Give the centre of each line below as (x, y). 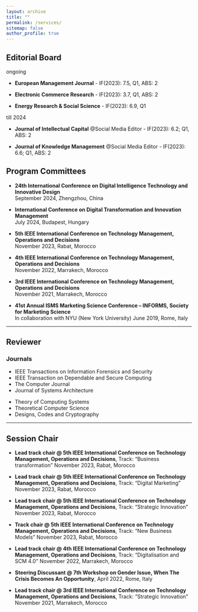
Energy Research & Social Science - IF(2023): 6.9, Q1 (80, 106)
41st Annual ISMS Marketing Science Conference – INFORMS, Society (102, 305)
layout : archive (26, 12)
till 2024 (16, 117)
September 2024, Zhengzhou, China (59, 198)
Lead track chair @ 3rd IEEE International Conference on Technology (100, 590)
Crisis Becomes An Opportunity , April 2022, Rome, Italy (84, 579)
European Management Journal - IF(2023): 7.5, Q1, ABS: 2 (86, 83)
